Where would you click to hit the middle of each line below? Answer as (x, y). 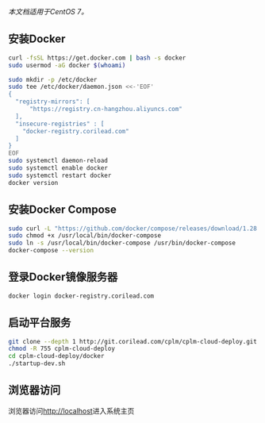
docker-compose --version (51, 251)
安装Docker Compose (63, 210)
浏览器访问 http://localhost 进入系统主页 (71, 410)
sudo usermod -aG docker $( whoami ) (67, 65)
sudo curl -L (30, 229)
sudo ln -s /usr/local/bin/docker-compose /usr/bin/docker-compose (122, 243)
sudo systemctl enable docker (58, 168)
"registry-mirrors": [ (53, 102)
